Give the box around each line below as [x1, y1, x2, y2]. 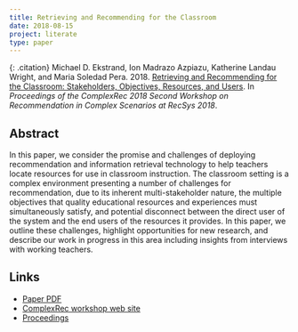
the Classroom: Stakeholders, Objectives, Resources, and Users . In [9, 81, 255, 92]
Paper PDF [21, 293, 62, 304]
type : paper [9, 37, 53, 47]
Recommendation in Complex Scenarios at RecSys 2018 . [9, 100, 218, 111]
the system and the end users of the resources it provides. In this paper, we [9, 215, 286, 227]
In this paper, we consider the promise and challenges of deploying [9, 150, 256, 160]
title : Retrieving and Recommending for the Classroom [9, 12, 217, 22]
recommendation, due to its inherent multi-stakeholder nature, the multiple [9, 188, 282, 198]
